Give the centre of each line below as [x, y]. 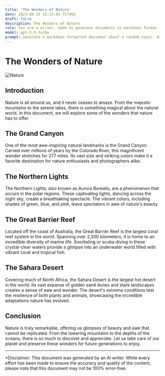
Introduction [25, 91]
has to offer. [17, 118]
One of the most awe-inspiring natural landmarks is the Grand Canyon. [77, 145]
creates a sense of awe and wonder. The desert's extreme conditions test [80, 290]
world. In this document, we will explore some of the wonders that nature [79, 113]
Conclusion [23, 316]
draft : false [18, 19]
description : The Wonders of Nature [42, 23]
